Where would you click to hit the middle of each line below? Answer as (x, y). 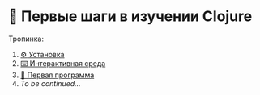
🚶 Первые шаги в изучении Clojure (130, 17)
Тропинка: (26, 39)
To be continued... (50, 83)
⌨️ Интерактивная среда (63, 63)
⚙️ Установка (42, 54)
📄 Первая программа (57, 75)
